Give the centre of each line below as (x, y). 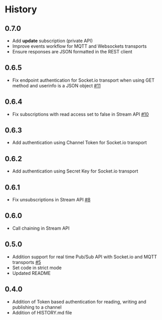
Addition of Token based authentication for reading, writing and (79, 302)
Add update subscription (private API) (53, 41)
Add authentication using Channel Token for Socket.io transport (79, 143)
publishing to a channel (37, 307)
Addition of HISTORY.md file (42, 312)
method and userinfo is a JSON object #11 (56, 85)
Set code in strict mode (37, 268)
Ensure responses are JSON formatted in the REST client (72, 52)
